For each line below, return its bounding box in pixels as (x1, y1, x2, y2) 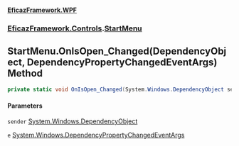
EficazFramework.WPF (7, 6, 77, 14)
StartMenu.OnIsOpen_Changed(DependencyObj (7, 45, 227, 57)
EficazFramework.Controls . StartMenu (7, 23, 142, 33)
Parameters (7, 101, 43, 110)
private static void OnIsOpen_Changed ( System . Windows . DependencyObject (7, 86, 224, 94)
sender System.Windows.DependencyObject (7, 117, 138, 125)
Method (7, 67, 43, 79)
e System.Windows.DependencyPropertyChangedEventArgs (7, 131, 185, 140)
